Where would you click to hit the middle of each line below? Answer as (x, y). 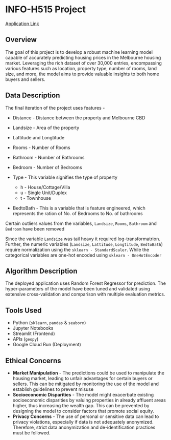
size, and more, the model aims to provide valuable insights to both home (82, 74)
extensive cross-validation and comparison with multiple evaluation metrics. (85, 294)
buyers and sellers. (26, 79)
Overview (21, 40)
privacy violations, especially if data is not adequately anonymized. (83, 422)
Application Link (22, 24)
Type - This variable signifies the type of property (65, 177)
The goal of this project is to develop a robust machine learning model (79, 52)
